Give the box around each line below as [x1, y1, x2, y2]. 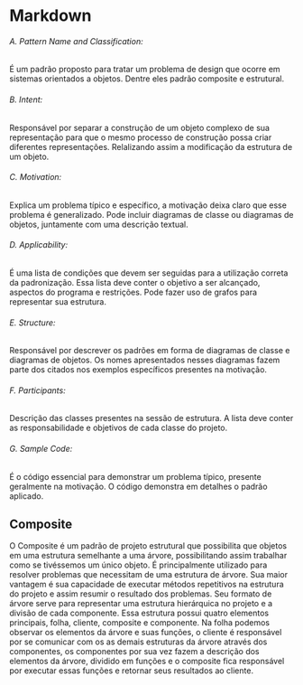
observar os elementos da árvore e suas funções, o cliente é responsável [9, 627, 282, 638]
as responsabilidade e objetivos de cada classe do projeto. [9, 422, 228, 434]
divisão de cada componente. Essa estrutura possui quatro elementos [9, 607, 270, 619]
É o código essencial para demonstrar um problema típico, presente [9, 471, 262, 482]
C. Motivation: [9, 172, 62, 183]
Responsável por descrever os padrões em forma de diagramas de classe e [9, 345, 290, 356]
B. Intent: [9, 94, 43, 105]
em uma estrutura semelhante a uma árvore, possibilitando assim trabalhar [9, 550, 288, 561]
